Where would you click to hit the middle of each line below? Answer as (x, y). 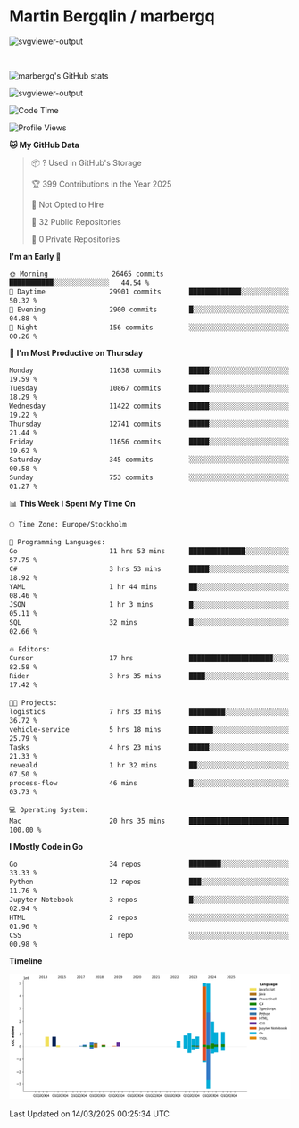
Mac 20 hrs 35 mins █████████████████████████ (149, 821)
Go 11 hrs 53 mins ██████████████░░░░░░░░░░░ (149, 551)
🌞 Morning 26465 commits (87, 274)
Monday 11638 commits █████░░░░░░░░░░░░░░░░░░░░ (149, 370)
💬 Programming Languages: (57, 542)
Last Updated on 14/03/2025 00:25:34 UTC (89, 1114)
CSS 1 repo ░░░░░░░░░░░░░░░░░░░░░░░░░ (149, 935)
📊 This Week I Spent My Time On (72, 503)
